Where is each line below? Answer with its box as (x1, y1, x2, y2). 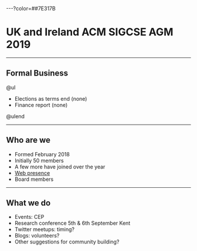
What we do (6, 198, 51, 208)
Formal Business (6, 68, 69, 78)
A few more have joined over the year (14, 163, 106, 170)
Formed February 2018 (14, 150, 70, 157)
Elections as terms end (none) (14, 95, 87, 102)
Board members (14, 176, 54, 183)
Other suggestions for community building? (14, 238, 120, 245)
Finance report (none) (14, 101, 68, 108)
